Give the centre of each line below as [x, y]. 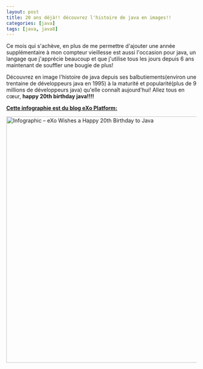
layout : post [23, 12]
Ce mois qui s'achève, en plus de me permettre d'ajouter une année [91, 46]
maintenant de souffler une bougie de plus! [60, 65]
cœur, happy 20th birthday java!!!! [50, 96]
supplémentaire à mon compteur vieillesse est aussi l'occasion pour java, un [101, 53]
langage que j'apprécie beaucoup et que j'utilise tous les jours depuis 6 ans [100, 59]
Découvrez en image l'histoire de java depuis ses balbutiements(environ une [101, 77]
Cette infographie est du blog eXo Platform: [62, 108]
